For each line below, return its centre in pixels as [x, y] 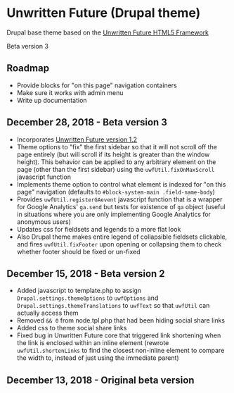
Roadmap [28, 68]
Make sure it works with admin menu [70, 92]
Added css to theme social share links [72, 328]
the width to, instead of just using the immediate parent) [98, 358]
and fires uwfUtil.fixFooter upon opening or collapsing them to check [119, 244]
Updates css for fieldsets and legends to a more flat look [99, 229]
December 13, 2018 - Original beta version [100, 380]
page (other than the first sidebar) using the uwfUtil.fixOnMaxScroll [116, 169]
